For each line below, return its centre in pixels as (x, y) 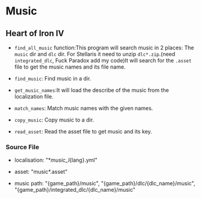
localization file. (34, 96)
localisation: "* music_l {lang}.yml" (56, 160)
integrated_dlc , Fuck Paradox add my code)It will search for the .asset (103, 60)
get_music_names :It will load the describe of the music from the (91, 90)
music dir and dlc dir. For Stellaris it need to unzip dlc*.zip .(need (95, 54)
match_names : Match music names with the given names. (84, 108)
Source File (23, 147)
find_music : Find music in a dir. (53, 78)
